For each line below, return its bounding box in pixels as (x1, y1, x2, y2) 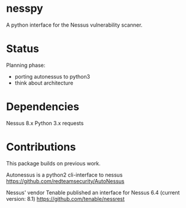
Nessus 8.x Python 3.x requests (6, 119, 84, 126)
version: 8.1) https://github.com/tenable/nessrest (6, 195, 125, 202)
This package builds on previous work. (6, 160, 101, 167)
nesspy (6, 2, 43, 15)
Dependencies (6, 100, 79, 113)
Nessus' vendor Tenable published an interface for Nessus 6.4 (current (6, 188, 180, 196)
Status (6, 42, 40, 56)
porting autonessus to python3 (14, 73, 91, 80)
